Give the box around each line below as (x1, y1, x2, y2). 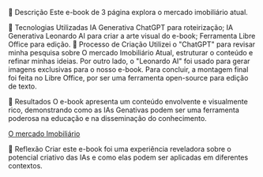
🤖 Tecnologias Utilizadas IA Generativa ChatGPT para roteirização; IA (8, 23, 234, 32)
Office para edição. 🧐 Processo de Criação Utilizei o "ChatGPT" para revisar (8, 40, 256, 49)
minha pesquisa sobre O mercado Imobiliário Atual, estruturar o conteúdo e (8, 48, 254, 57)
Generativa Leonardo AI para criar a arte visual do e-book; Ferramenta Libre (8, 32, 256, 40)
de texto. (8, 81, 37, 91)
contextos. (8, 161, 43, 170)
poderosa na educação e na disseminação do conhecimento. (8, 114, 207, 122)
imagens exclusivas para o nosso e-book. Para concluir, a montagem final (8, 65, 249, 74)
